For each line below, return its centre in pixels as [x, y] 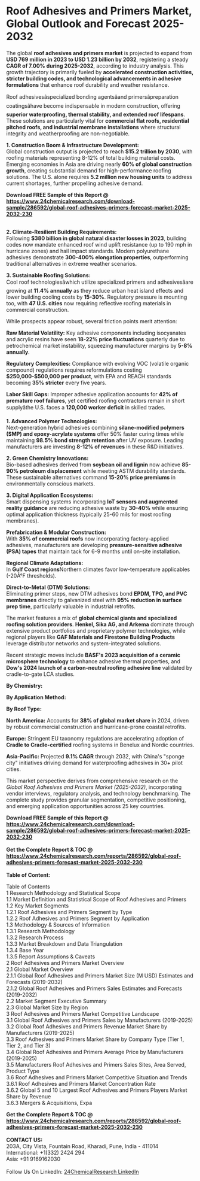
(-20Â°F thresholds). [31, 575]
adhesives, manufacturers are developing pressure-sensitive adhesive [94, 545]
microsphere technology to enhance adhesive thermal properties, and [93, 661]
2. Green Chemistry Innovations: [47, 458]
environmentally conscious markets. [51, 484]
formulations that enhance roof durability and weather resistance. [88, 84]
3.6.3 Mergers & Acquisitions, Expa [49, 1103]
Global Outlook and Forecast [78, 24]
